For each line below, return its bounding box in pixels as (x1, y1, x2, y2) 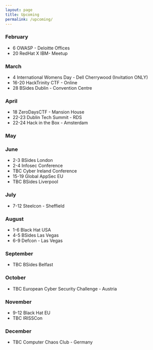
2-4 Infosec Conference (12, 162, 63, 169)
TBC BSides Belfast (12, 262, 54, 268)
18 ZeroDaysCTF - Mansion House (12, 109, 85, 115)
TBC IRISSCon (12, 315, 43, 321)
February (5, 33, 29, 40)
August (5, 215, 24, 222)
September (5, 250, 33, 257)
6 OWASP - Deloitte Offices (12, 45, 70, 51)
